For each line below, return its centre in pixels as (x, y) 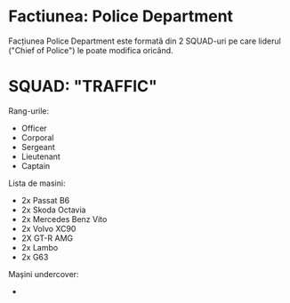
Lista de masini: (37, 183)
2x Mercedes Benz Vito (64, 219)
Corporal (37, 137)
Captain (36, 165)
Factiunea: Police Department (121, 16)
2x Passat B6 (45, 200)
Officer (34, 128)
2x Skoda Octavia (53, 210)
